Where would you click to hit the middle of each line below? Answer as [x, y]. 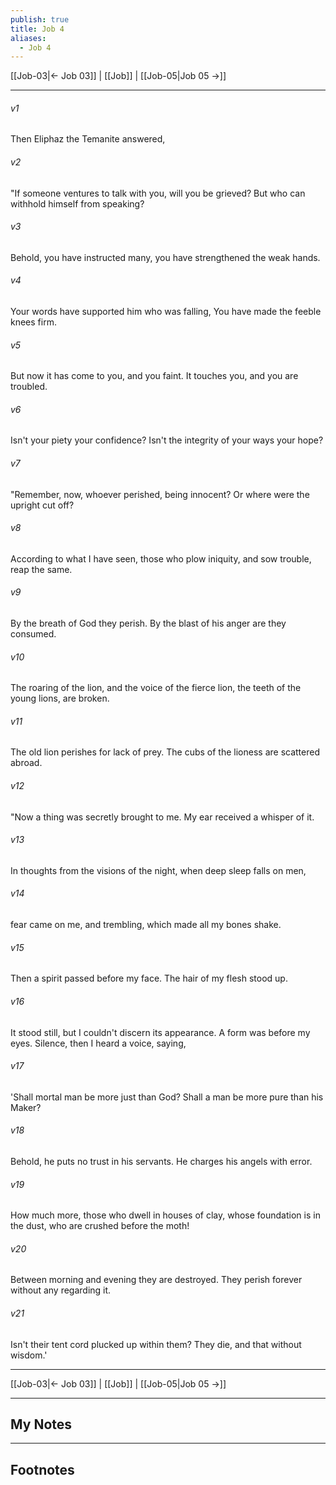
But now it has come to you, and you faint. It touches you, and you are [154, 376]
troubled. [29, 387]
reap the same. [41, 569]
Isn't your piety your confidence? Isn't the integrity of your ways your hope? [167, 440]
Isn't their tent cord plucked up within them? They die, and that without [156, 1344]
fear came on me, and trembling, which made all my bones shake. [146, 925]
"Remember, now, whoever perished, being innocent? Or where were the [160, 494]
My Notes [41, 1424]
